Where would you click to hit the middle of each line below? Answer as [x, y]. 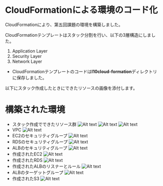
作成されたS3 [26, 178]
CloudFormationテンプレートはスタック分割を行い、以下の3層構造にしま [78, 35]
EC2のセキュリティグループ [40, 135]
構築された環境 [35, 110]
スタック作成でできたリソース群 [44, 124]
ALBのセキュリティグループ [40, 148]
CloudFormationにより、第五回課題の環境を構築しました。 [63, 25]
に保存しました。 [29, 78]
